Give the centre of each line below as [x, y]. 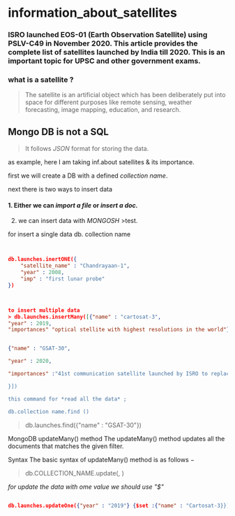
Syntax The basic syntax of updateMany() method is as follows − [101, 459]
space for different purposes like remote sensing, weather [108, 102]
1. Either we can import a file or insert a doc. [73, 205]
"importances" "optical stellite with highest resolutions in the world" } [119, 330]
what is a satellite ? [41, 80]
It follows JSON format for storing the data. [87, 149]
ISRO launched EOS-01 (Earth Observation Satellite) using [108, 35]
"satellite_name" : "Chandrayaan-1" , [75, 266]
